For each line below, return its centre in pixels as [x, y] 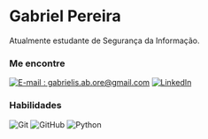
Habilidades [35, 106]
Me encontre [37, 63]
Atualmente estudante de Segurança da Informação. [105, 40]
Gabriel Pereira [65, 16]
